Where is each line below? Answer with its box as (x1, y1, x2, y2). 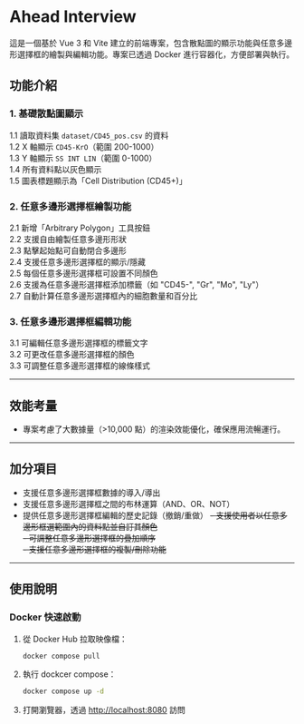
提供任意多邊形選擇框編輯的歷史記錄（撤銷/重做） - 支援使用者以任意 (22, 510, 280, 521)
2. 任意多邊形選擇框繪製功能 (9, 200, 132, 212)
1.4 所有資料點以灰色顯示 (9, 163, 102, 174)
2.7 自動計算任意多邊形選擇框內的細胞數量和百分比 (9, 290, 198, 301)
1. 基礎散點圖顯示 (9, 107, 84, 120)
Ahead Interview (9, 6, 138, 27)
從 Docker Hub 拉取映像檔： (22, 633, 128, 644)
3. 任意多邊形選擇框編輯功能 (9, 315, 132, 328)
